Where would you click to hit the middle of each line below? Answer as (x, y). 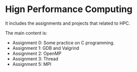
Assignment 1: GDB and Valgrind (46, 48)
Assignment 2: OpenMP (37, 53)
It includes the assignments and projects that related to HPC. (68, 23)
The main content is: (26, 33)
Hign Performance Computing (69, 9)
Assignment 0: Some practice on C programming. (63, 43)
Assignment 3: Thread (35, 58)
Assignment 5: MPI (32, 64)
